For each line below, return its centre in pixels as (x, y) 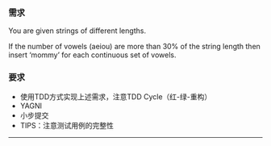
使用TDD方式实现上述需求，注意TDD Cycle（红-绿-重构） (116, 96)
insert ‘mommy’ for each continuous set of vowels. (92, 55)
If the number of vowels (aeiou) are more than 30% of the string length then (134, 47)
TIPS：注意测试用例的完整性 (67, 125)
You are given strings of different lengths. (77, 31)
